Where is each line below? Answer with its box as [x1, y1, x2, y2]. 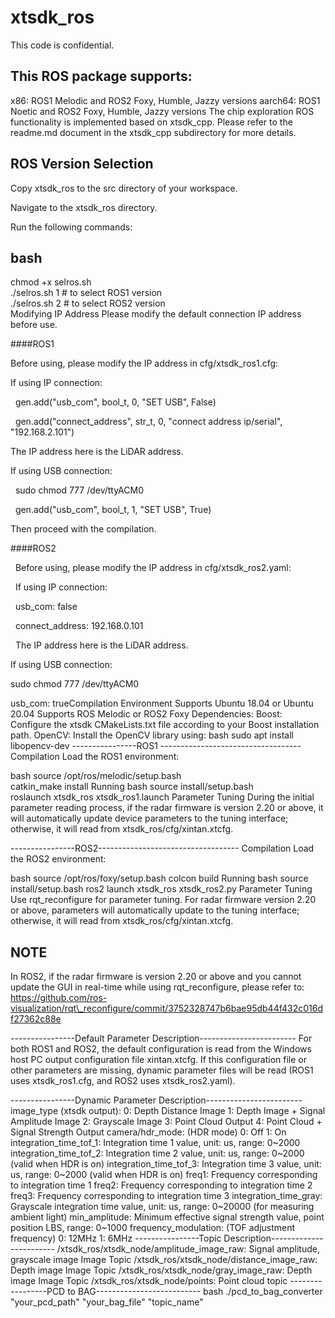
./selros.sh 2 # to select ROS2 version [10, 297, 166, 310]
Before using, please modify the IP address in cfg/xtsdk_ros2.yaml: [14, 562, 292, 574]
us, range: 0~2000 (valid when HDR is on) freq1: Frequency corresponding [10, 1169, 318, 1181]
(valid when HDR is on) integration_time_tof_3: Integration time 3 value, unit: [10, 1158, 322, 1170]
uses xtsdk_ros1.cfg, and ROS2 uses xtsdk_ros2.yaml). [10, 1075, 236, 1087]
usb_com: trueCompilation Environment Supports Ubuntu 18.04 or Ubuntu [10, 697, 314, 710]
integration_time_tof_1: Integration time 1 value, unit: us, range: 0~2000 [10, 1137, 301, 1149]
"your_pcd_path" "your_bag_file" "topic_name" [10, 1296, 204, 1308]
